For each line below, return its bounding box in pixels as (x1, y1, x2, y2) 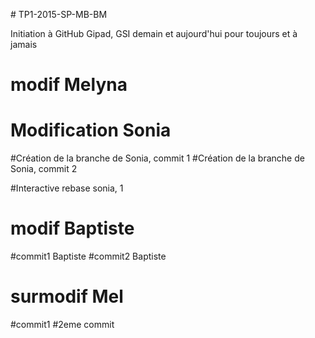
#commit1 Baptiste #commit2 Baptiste (10, 250, 167, 263)
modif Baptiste (10, 217, 135, 240)
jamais (10, 39, 38, 50)
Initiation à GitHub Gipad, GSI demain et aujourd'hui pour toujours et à (10, 28, 298, 39)
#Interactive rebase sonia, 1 (10, 182, 124, 194)
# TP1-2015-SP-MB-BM (10, 9, 108, 20)
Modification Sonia (10, 119, 172, 142)
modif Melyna (10, 74, 128, 96)
